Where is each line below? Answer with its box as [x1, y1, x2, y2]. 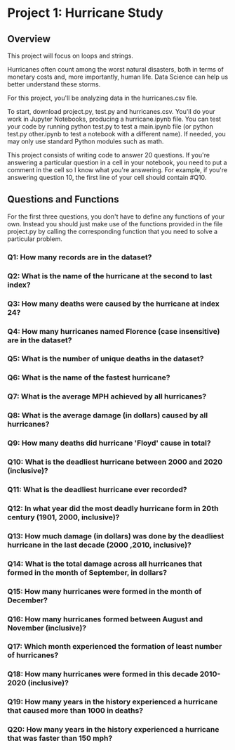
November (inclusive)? [7, 623, 86, 633]
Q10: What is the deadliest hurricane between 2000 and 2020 [7, 457, 223, 467]
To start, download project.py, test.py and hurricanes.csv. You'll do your [7, 108, 215, 115]
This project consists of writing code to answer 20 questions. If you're [7, 151, 210, 159]
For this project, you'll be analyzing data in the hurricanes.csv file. [7, 93, 198, 102]
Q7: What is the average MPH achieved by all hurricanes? [7, 392, 207, 401]
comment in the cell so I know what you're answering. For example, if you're [7, 166, 228, 174]
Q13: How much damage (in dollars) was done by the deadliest [7, 531, 224, 541]
